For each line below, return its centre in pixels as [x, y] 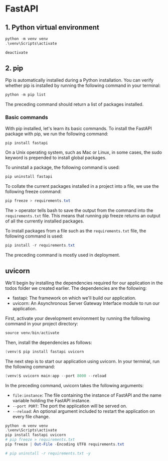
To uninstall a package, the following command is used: [63, 167]
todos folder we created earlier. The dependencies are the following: [76, 288]
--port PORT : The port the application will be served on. [70, 406]
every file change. [31, 416]
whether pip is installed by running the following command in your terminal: [83, 85]
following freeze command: [33, 192]
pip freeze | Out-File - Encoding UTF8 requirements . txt [65, 444]
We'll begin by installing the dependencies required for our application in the [84, 283]
